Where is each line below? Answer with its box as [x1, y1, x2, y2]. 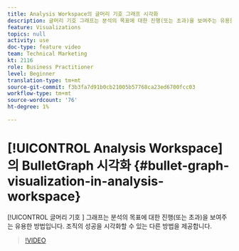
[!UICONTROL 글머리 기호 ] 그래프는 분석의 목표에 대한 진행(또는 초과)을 [7, 212, 208, 221]
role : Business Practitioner [7, 63, 94, 71]
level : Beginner [7, 70, 55, 77]
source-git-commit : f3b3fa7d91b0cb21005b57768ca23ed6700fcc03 [7, 83, 196, 91]
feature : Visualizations [7, 24, 81, 31]
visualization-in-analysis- [7, 173, 164, 190]
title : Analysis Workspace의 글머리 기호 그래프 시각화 [7, 10, 159, 18]
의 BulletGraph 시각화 [7, 158, 132, 174]
